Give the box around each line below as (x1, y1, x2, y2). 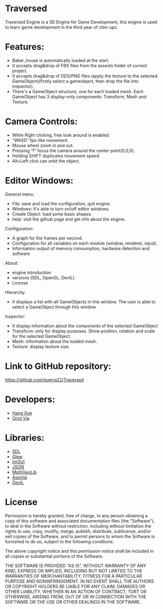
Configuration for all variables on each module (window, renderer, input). (12, 240, 158, 246)
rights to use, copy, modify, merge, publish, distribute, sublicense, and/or (5, 528, 151, 534)
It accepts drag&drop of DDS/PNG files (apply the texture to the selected (12, 73, 158, 79)
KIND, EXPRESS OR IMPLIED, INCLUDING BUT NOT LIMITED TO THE (5, 568, 143, 573)
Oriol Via (12, 415, 30, 421)
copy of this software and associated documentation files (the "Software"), (5, 518, 155, 524)
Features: (5, 41, 45, 53)
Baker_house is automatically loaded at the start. (12, 57, 110, 63)
